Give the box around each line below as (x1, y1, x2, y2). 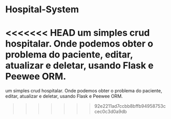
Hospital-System (5, 4, 79, 15)
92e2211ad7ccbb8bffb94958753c (94, 103, 166, 109)
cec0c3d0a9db (94, 109, 127, 115)
